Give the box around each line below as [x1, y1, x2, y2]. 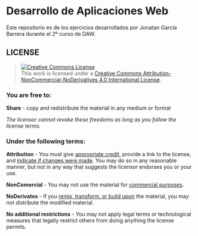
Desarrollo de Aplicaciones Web [6, 4, 169, 18]
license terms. [6, 122, 41, 129]
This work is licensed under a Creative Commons [20, 70, 142, 77]
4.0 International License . [99, 76, 162, 83]
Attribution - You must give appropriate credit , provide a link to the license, [6, 151, 191, 158]
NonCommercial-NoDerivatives [20, 76, 98, 83]
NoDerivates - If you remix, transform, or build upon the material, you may [6, 192, 189, 200]
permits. [6, 223, 27, 231]
